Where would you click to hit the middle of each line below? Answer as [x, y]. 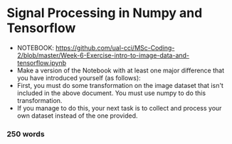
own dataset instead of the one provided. [77, 116]
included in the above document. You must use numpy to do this [111, 93]
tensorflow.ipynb [42, 62]
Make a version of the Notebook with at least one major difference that [121, 70]
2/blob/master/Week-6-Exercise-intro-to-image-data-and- [103, 55]
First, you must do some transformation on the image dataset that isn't [120, 85]
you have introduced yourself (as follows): [79, 78]
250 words [26, 134]
